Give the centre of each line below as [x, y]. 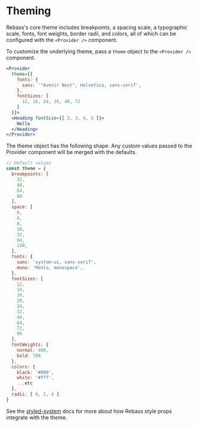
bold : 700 [29, 356]
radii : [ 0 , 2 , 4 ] [35, 394]
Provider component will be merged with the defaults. [72, 152]
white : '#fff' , [35, 378]
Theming [29, 11]
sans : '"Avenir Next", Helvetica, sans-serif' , [82, 85]
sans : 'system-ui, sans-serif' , [56, 262]
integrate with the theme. [37, 417]
